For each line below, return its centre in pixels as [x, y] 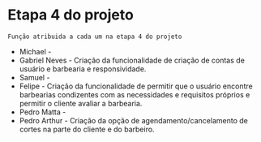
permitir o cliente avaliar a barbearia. [81, 103]
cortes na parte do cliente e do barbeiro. [87, 129]
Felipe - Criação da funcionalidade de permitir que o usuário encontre [136, 86]
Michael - [35, 51]
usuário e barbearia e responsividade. [83, 69]
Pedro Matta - [43, 112]
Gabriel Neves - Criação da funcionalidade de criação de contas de [132, 60]
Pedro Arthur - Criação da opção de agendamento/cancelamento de [133, 120]
